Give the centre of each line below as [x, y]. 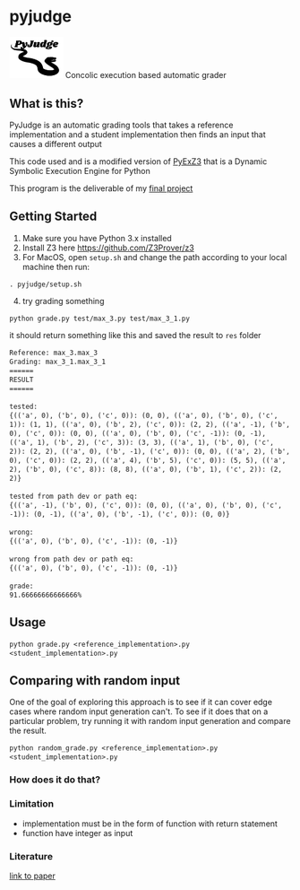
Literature [31, 856]
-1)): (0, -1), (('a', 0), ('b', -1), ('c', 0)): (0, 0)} [120, 514]
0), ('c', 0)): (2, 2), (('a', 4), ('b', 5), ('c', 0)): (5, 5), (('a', [148, 460]
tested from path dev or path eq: [74, 496]
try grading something [63, 301]
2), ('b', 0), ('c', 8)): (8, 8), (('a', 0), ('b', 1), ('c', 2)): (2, [146, 469]
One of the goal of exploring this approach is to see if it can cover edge [141, 702]
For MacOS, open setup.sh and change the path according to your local [154, 257]
